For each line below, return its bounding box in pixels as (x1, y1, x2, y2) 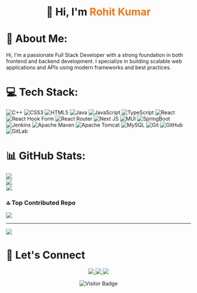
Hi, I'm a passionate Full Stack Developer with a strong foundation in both (6, 52, 184, 59)
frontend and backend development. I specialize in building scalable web (6, 58, 182, 65)
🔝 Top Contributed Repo (6, 199, 76, 207)
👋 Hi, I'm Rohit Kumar (46, 5, 151, 19)
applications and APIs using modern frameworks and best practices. (6, 64, 172, 71)
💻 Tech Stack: (6, 86, 79, 99)
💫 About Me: (6, 32, 68, 46)
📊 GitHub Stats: (6, 149, 86, 163)
